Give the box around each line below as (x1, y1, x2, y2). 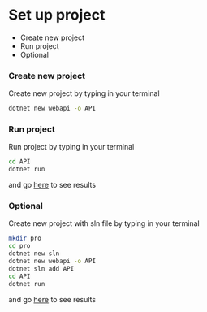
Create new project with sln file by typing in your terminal (8, 219, 201, 228)
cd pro (8, 242, 31, 250)
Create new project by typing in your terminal (8, 89, 160, 98)
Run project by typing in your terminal (8, 142, 135, 152)
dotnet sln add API (8, 264, 75, 273)
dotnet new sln (8, 249, 60, 258)
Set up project (8, 6, 106, 24)
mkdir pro (8, 234, 42, 243)
